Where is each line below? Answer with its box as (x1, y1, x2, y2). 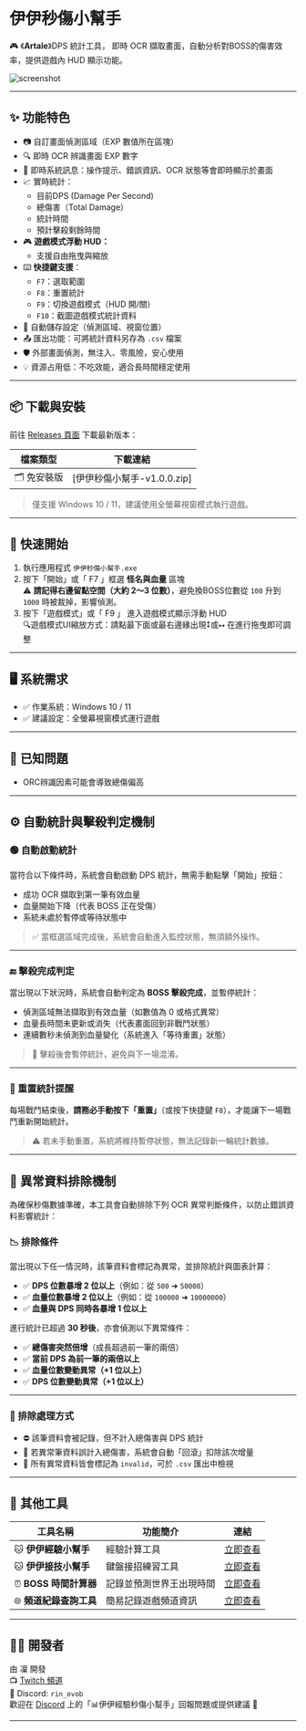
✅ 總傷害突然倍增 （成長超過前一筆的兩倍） (22, 1342, 184, 1353)
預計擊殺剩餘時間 (36, 224, 101, 235)
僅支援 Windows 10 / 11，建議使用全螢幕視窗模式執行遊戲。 (31, 498, 253, 509)
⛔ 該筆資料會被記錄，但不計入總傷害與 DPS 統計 (22, 1432, 204, 1443)
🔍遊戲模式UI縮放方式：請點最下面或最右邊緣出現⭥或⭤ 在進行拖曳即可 (22, 620, 284, 631)
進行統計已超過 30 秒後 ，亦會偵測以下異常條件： (9, 1322, 192, 1333)
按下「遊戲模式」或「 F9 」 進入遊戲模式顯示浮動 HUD (22, 608, 228, 619)
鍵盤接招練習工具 (106, 1559, 179, 1572)
